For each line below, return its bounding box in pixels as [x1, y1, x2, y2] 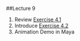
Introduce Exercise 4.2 [14, 23, 68, 29]
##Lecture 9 [6, 5, 36, 12]
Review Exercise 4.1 [14, 16, 61, 23]
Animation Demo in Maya [14, 28, 75, 35]
